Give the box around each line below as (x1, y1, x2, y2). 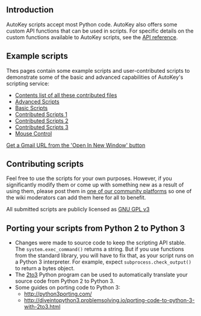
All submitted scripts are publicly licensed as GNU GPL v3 (6, 206, 150, 213)
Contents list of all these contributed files (14, 91, 117, 99)
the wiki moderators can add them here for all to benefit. (6, 194, 146, 201)
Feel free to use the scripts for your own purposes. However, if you (6, 175, 173, 182)
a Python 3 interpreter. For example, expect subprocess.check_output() (14, 258, 191, 265)
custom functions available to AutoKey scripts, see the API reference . (6, 33, 178, 41)
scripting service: (6, 79, 50, 87)
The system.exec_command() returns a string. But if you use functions (14, 246, 185, 253)
